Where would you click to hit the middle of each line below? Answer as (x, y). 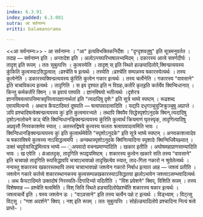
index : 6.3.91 (24, 12)
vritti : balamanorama (34, 29)
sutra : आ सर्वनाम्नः (26, 23)
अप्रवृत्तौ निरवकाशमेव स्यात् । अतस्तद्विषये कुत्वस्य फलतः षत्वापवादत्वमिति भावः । (82, 126)
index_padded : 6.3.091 (35, 18)
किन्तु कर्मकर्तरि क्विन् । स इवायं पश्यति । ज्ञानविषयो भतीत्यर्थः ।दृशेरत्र (73, 92)
